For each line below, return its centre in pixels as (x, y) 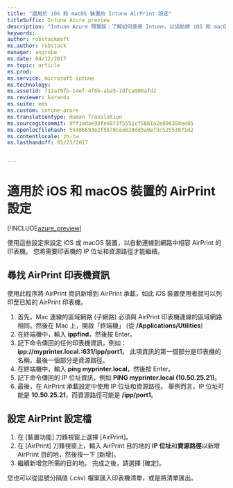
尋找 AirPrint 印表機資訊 (58, 275)
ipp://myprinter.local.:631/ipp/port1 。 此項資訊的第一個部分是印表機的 (119, 351)
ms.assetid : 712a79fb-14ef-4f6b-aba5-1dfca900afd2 (82, 91)
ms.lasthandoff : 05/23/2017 (48, 143)
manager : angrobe (32, 53)
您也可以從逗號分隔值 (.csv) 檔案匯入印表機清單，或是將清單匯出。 (102, 478)
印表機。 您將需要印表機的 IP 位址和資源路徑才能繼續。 (86, 251)
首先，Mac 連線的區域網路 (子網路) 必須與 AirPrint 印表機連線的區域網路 (120, 317)
